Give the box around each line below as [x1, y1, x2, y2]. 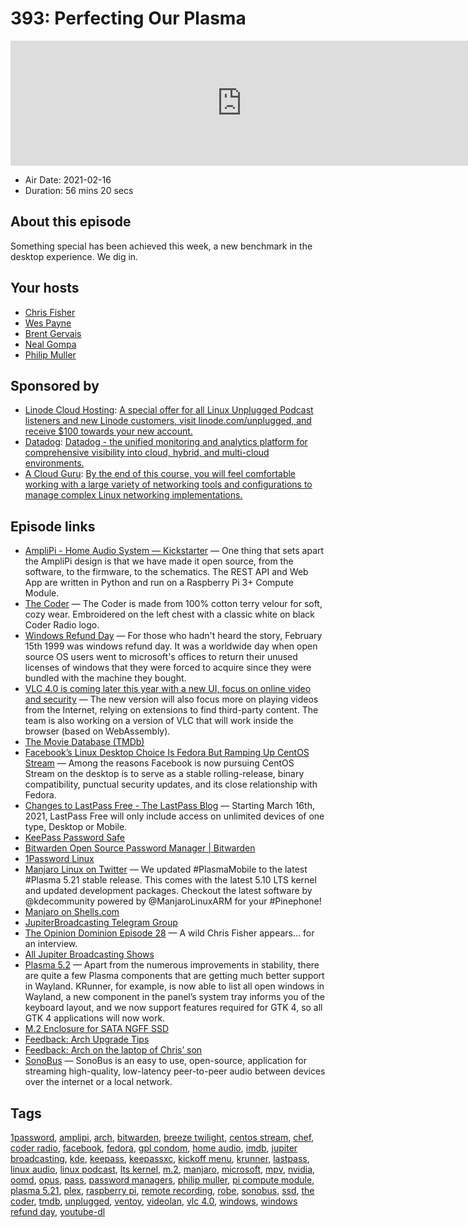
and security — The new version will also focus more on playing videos [24, 693, 319, 706]
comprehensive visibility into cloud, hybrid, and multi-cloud [24, 447, 270, 459]
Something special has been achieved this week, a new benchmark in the [10, 240, 313, 252]
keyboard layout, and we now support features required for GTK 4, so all [24, 1002, 323, 1014]
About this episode [10, 213, 132, 231]
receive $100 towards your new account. [24, 425, 193, 437]
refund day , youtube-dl [10, 1206, 106, 1217]
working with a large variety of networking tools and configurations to [24, 478, 313, 491]
